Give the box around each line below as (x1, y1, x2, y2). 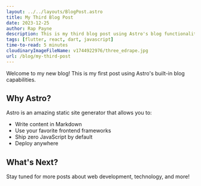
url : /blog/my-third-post (6, 53, 71, 59)
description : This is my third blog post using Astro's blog (6, 31, 162, 37)
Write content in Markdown (14, 121, 82, 128)
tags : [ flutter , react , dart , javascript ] (6, 36, 114, 42)
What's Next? (6, 157, 59, 167)
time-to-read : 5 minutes (6, 42, 68, 48)
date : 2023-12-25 (6, 20, 50, 26)
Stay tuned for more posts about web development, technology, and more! (6, 173, 190, 180)
